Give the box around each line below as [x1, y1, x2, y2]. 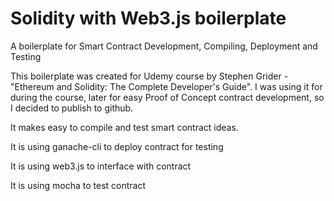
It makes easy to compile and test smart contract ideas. [10, 121, 239, 133]
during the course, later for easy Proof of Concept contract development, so [10, 91, 325, 103]
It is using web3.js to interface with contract [10, 160, 192, 172]
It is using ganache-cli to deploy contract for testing [10, 140, 224, 152]
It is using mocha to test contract [10, 179, 147, 191]
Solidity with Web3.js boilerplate [10, 7, 287, 30]
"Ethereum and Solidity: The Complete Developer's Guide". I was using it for [10, 80, 323, 92]
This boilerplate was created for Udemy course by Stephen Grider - [10, 70, 289, 82]
